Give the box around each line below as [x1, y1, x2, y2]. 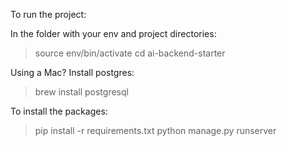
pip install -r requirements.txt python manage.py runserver [34, 125, 277, 136]
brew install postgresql [34, 86, 129, 98]
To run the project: [10, 9, 87, 20]
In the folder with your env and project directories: [10, 28, 217, 39]
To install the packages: [10, 105, 108, 117]
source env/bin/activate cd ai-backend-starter [34, 47, 226, 59]
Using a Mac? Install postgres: [10, 67, 135, 78]
